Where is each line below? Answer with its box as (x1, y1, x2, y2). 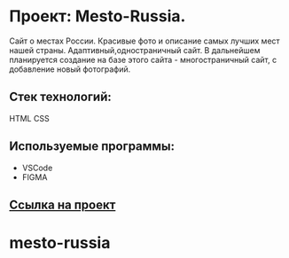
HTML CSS (9, 113, 51, 123)
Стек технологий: (9, 90, 113, 105)
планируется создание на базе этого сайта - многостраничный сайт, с (9, 54, 277, 65)
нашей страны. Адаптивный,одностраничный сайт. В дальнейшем (9, 44, 261, 55)
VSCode (21, 162, 53, 173)
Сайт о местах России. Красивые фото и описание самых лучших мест (9, 35, 281, 46)
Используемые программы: (9, 139, 176, 154)
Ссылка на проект (9, 197, 116, 212)
